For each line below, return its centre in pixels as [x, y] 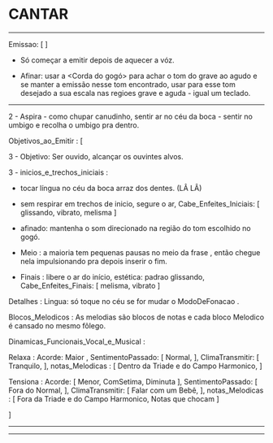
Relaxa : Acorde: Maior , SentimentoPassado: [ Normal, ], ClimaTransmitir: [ [134, 357]
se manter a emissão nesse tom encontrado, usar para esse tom [128, 84]
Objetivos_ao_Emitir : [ [46, 141]
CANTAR [39, 14]
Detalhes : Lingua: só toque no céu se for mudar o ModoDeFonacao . [124, 301]
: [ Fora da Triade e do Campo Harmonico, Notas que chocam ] [114, 398]
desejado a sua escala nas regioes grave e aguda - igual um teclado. [135, 93]
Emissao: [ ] [28, 44]
